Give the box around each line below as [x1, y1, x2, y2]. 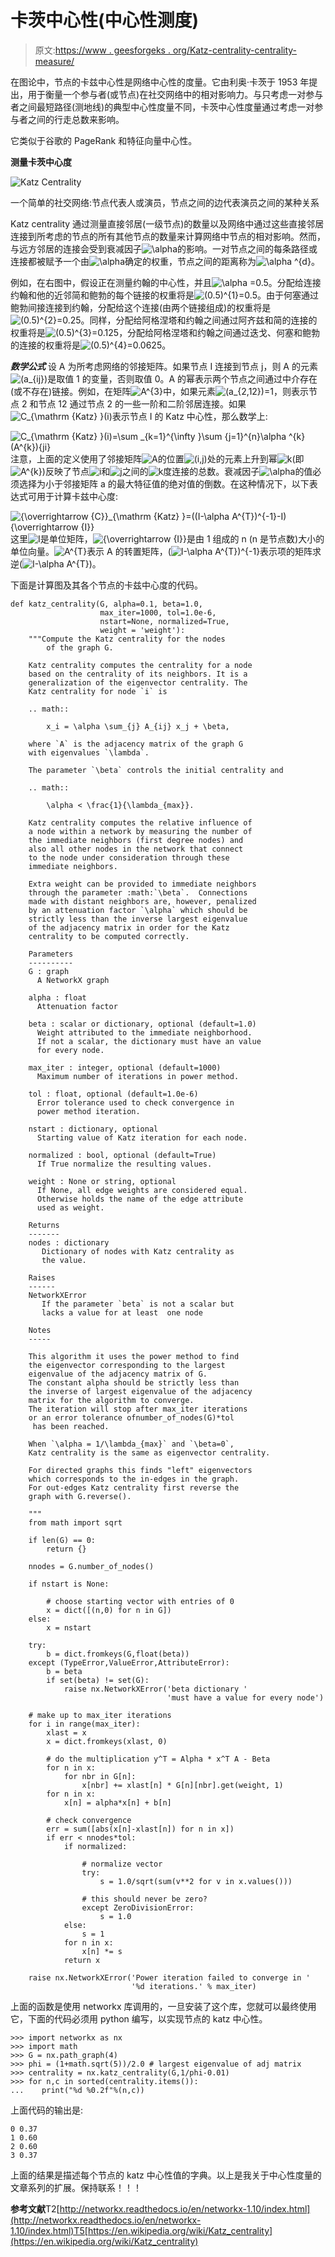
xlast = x [46, 1727, 87, 1738]
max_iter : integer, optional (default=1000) [28, 1062, 222, 1073]
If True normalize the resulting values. [36, 1159, 213, 1169]
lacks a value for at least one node [41, 1307, 203, 1318]
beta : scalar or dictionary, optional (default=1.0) [28, 1019, 257, 1029]
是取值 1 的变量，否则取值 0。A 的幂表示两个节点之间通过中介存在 [47, 372, 318, 385]
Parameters [28, 949, 74, 959]
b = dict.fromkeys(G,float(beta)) [46, 1649, 190, 1659]
